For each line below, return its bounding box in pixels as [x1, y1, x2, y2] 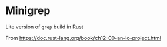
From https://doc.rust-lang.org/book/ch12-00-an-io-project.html [5, 34, 161, 41]
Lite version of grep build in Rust [5, 23, 83, 30]
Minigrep [5, 4, 51, 17]
